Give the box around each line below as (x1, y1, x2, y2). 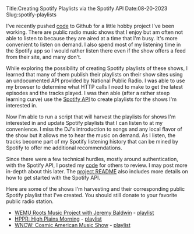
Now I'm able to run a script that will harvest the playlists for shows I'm (6, 113, 176, 120)
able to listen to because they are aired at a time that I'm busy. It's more (6, 35, 178, 41)
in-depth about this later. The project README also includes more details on (6, 168, 188, 174)
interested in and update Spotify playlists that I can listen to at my (6, 120, 163, 126)
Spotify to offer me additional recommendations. (6, 144, 122, 151)
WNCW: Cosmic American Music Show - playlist (14, 222, 131, 228)
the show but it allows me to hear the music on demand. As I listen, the (6, 132, 176, 139)
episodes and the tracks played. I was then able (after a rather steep (6, 90, 170, 96)
